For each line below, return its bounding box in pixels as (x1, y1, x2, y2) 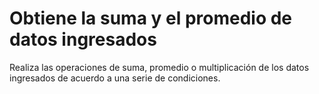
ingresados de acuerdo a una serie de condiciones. (9, 72, 221, 84)
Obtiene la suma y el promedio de (9, 7, 293, 30)
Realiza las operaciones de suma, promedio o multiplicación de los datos (9, 61, 310, 73)
